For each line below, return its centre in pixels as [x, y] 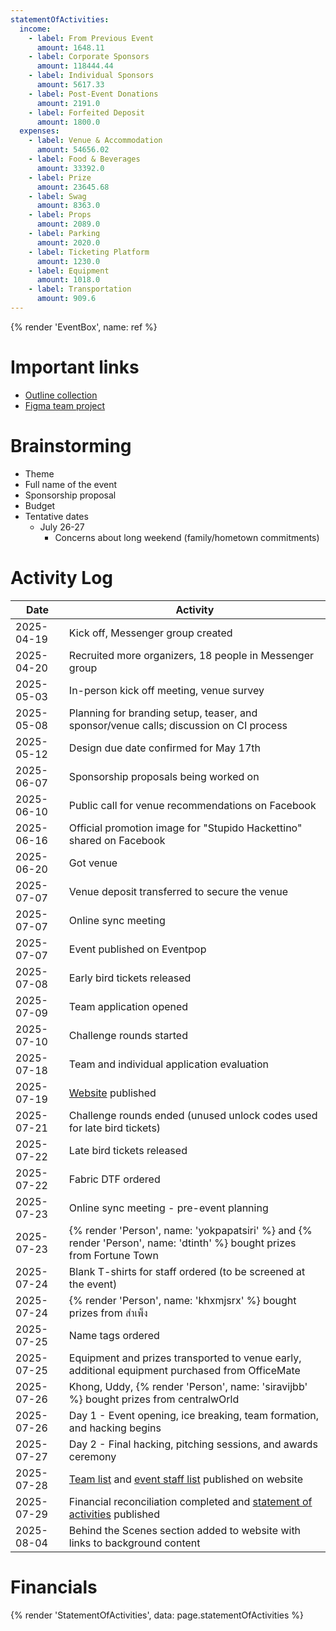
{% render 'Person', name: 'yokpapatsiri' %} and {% [190, 1230]
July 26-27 [62, 527]
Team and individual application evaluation [168, 1064]
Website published [112, 1093]
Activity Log [62, 577]
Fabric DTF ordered [114, 1179]
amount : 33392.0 [70, 168]
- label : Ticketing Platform [89, 252]
